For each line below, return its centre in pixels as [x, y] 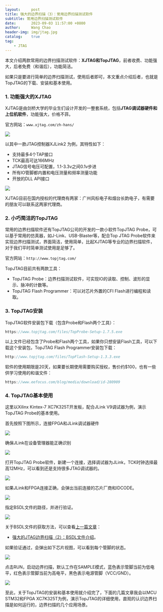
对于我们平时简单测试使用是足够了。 [41, 248]
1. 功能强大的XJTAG [28, 96]
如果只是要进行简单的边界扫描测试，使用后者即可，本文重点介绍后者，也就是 [81, 76]
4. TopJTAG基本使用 [29, 396]
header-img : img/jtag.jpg [31, 32]
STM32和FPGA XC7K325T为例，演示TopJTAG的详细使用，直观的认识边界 [79, 599]
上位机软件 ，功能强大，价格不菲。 [39, 114]
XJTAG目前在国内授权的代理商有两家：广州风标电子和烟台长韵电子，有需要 [80, 198]
